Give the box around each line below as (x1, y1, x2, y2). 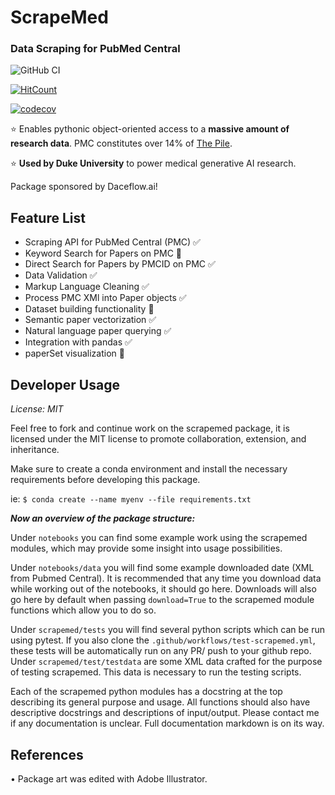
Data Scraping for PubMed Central (10, 42, 181, 56)
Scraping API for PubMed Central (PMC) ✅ (24, 236, 201, 248)
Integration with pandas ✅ (24, 336, 133, 348)
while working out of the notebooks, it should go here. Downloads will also (10, 583, 317, 595)
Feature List (10, 209, 86, 226)
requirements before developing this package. (10, 474, 201, 486)
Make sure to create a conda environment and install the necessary (10, 463, 288, 475)
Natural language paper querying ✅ (24, 325, 172, 337)
